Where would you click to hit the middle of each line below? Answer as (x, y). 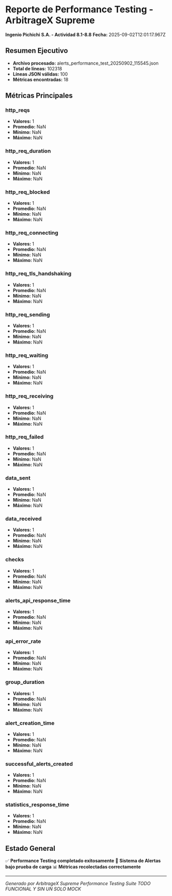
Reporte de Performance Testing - (79, 9)
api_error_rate (23, 641)
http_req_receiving (29, 396)
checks (15, 560)
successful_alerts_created (39, 764)
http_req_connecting (32, 233)
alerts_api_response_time (38, 600)
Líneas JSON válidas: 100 (40, 74)
